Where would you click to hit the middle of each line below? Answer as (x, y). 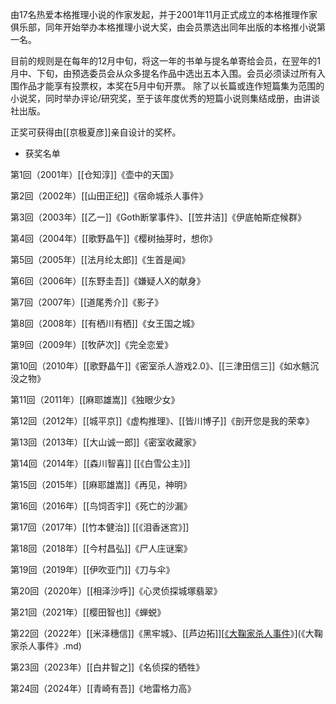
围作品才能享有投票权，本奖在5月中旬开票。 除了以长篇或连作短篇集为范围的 (167, 86)
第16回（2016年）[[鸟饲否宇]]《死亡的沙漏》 (101, 506)
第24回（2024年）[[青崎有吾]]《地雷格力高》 (103, 688)
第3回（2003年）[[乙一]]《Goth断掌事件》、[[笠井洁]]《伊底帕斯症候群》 (158, 217)
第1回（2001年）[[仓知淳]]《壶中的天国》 (94, 174)
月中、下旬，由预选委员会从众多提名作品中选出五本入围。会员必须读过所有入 (168, 73)
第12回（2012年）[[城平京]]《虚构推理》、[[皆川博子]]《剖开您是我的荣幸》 (162, 421)
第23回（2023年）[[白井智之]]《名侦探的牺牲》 (107, 667)
